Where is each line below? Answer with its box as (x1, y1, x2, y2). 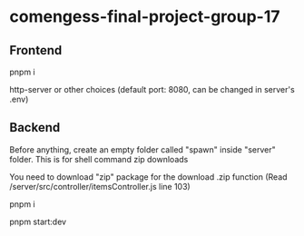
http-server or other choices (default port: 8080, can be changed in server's (9, 84, 295, 94)
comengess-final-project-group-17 (9, 6, 280, 27)
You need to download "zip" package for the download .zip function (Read (9, 171, 288, 182)
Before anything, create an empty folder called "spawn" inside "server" (9, 143, 277, 155)
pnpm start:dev (9, 216, 66, 227)
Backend (9, 120, 61, 135)
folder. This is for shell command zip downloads (9, 153, 189, 164)
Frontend (9, 43, 63, 58)
